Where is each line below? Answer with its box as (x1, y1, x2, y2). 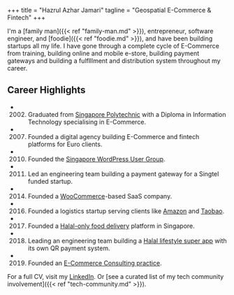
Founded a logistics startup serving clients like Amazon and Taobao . (27, 206, 225, 215)
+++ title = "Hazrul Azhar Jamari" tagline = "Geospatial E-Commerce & (7, 6, 212, 14)
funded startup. (27, 177, 73, 185)
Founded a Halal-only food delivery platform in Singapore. (27, 222, 196, 230)
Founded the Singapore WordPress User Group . (27, 154, 166, 163)
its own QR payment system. (27, 244, 110, 252)
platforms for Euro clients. (27, 140, 103, 148)
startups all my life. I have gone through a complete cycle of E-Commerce (7, 42, 220, 50)
